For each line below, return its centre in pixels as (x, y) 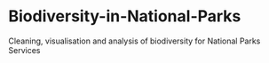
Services (24, 50)
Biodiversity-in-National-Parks (125, 16)
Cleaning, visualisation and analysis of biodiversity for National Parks (134, 41)
